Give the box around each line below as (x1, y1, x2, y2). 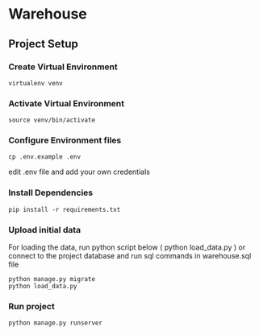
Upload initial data (8, 224, 81, 235)
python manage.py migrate (8, 275, 95, 283)
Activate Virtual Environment (8, 97, 125, 109)
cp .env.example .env (8, 153, 81, 161)
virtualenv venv (8, 79, 63, 87)
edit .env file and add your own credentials (8, 167, 151, 177)
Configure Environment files (8, 134, 122, 146)
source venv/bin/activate (8, 116, 95, 125)
